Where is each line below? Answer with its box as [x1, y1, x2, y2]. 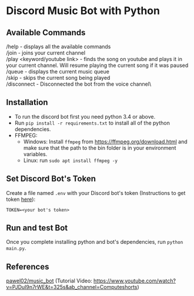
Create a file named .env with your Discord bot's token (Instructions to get [6, 189, 186, 196]
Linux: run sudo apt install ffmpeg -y [23, 157, 118, 164]
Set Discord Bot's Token [6, 174, 96, 184]
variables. [23, 150, 48, 157]
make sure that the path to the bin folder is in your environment [23, 144, 176, 151]
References [6, 261, 49, 271]
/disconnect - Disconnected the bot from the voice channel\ [6, 80, 152, 88]
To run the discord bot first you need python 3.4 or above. [14, 113, 156, 120]
